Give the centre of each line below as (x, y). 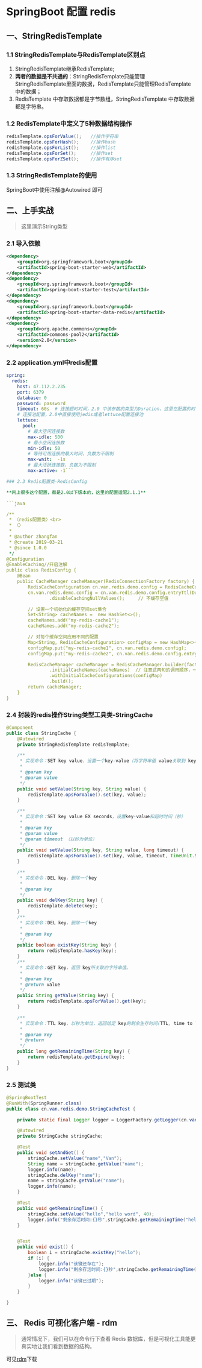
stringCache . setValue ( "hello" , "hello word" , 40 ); (91, 1214)
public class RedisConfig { (41, 570)
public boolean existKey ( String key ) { (67, 945)
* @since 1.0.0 (28, 548)
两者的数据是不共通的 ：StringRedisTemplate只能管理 (80, 76)
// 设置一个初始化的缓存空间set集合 (67, 609)
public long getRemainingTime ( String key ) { (74, 1051)
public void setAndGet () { (51, 1153)
